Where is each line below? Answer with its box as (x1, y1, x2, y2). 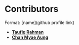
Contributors (4, 3, 59, 15)
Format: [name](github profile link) (4, 20, 75, 25)
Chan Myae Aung (11, 34, 49, 40)
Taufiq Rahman (11, 29, 44, 35)
